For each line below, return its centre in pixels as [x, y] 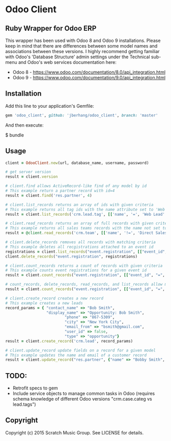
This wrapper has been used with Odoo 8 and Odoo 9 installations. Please [83, 40]
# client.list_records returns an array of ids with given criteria [79, 205]
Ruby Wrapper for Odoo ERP [51, 28]
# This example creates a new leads [44, 303]
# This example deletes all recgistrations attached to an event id [79, 247]
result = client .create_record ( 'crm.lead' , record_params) [69, 341]
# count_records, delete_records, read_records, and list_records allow [84, 285]
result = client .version [32, 177]
